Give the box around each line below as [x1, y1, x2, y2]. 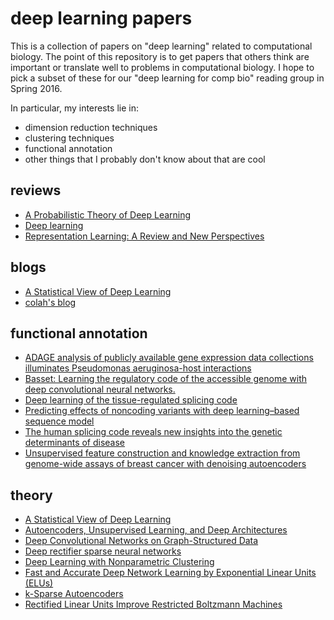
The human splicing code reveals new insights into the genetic [24, 426, 283, 438]
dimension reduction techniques [24, 121, 158, 133]
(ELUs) [24, 577, 54, 589]
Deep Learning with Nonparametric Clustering [24, 556, 215, 568]
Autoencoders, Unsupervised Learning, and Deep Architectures [24, 524, 288, 536]
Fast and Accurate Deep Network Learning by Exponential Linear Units [24, 567, 317, 579]
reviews [10, 182, 62, 199]
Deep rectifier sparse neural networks [24, 545, 182, 557]
